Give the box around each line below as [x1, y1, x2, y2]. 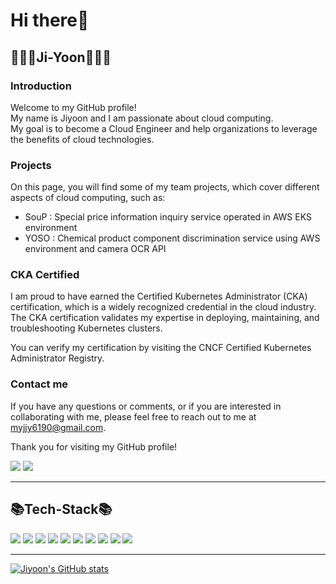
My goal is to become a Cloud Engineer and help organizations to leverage [10, 122, 318, 134]
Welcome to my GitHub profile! [10, 101, 137, 113]
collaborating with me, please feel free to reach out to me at [10, 410, 257, 423]
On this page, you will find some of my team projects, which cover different [10, 181, 320, 193]
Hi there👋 [10, 9, 90, 32]
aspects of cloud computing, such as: [10, 192, 166, 204]
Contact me [10, 377, 69, 391]
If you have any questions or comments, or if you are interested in [10, 400, 282, 412]
